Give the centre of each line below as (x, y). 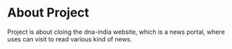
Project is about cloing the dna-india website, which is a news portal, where (116, 32)
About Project (48, 13)
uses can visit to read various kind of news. (70, 39)
